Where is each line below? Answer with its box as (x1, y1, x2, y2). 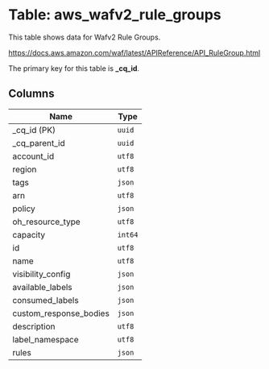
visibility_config (12, 268, 71, 280)
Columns (8, 87, 55, 101)
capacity (12, 229, 46, 240)
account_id (12, 151, 55, 162)
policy (12, 203, 35, 214)
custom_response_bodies (12, 308, 110, 319)
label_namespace (12, 334, 79, 345)
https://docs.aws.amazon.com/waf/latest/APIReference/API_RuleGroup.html (8, 48, 261, 57)
